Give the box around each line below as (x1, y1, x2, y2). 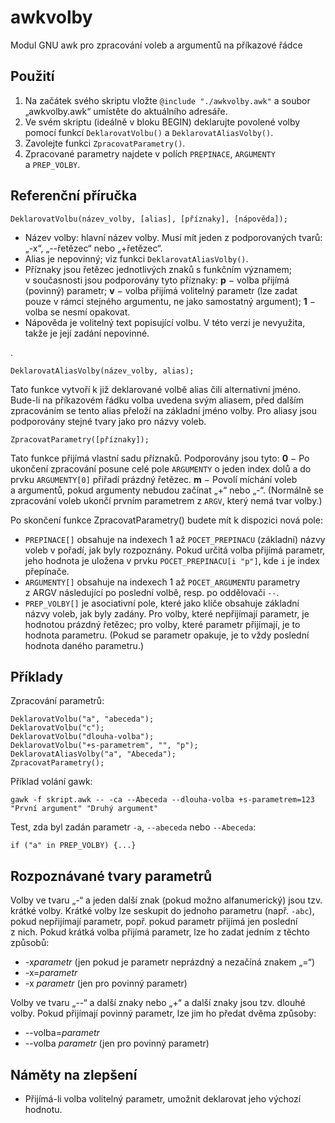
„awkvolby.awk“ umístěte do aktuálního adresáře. (24, 105, 228, 117)
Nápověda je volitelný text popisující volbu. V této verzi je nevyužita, (24, 316, 306, 328)
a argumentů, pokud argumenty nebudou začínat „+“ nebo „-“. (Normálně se (10, 484, 324, 496)
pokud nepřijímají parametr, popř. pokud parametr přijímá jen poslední (10, 916, 298, 928)
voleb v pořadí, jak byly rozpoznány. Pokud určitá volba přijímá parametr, (24, 544, 326, 556)
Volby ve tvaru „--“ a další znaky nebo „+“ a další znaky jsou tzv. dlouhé (10, 997, 306, 1009)
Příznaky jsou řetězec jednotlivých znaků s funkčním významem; (24, 263, 292, 275)
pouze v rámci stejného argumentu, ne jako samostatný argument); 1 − (24, 295, 317, 307)
